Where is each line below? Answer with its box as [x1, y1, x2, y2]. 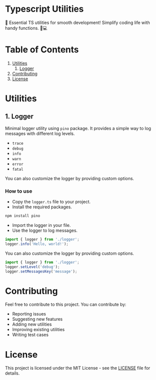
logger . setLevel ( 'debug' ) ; [5, 264, 60, 269]
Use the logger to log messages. [12, 227, 78, 233]
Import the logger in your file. [12, 223, 71, 228]
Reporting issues [12, 311, 46, 317]
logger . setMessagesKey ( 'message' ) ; [5, 269, 78, 274]
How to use [5, 187, 33, 194]
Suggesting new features [12, 316, 63, 322]
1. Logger [5, 112, 34, 121]
